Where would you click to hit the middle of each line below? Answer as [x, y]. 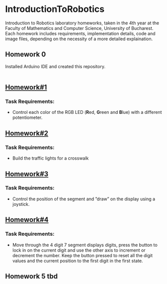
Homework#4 [27, 220]
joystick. [21, 204]
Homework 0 [26, 54]
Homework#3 [27, 174]
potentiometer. [27, 117]
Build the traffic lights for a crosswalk [50, 158]
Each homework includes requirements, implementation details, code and [80, 33]
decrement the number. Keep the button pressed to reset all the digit [83, 255]
